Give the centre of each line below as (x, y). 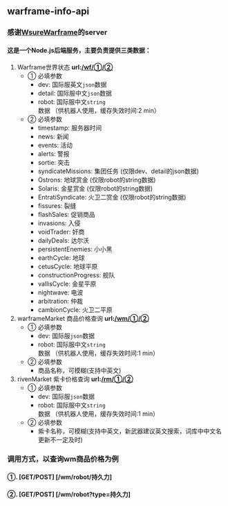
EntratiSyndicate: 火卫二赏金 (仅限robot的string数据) (112, 197)
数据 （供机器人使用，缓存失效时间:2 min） (99, 110)
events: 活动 (55, 145)
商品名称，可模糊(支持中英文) (79, 370)
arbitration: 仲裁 (60, 301)
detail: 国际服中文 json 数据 (75, 93)
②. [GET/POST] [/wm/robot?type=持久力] (69, 494)
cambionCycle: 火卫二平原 (75, 309)
